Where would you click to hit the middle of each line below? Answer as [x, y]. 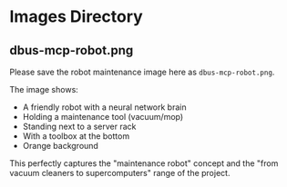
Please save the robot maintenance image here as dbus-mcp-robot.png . [142, 72]
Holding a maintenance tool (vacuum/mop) [103, 117]
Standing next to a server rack [79, 126]
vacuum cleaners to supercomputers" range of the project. [120, 173]
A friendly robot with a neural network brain [104, 107]
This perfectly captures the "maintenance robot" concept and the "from [144, 163]
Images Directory [76, 17]
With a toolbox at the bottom [76, 136]
